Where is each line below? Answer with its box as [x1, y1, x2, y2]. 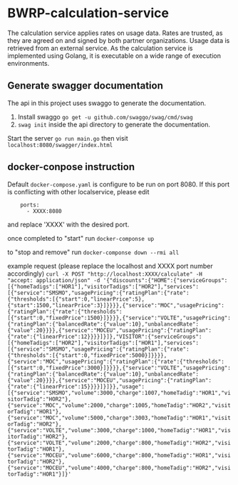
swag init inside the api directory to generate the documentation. [17, 120, 211, 129]
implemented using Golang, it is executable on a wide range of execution [7, 51, 221, 60]
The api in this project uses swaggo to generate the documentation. [7, 99, 207, 107]
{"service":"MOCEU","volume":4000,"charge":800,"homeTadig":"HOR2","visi [7, 464, 232, 471]
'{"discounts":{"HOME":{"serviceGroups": [103, 276, 228, 284]
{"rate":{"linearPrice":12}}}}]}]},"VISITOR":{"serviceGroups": [7, 333, 202, 340]
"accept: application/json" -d [7, 276, 100, 284]
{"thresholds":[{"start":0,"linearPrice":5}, [7, 295, 145, 303]
